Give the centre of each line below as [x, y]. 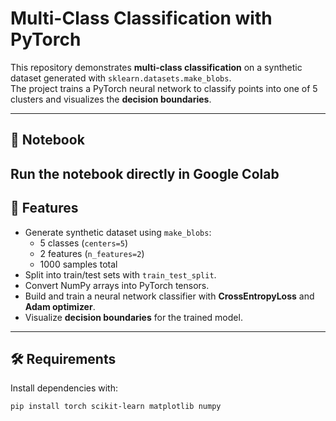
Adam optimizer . [60, 306]
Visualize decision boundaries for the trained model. [133, 317]
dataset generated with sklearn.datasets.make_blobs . [121, 78]
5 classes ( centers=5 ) [84, 243]
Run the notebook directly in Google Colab [145, 173]
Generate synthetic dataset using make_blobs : [118, 232]
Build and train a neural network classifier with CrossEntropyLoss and [169, 296]
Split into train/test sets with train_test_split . [120, 274]
